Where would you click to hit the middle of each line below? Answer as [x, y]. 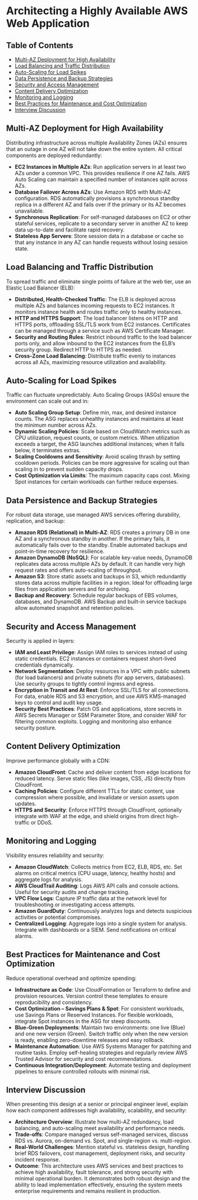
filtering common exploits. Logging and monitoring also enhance [93, 722]
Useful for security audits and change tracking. [72, 892]
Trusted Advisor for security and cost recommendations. [84, 1059]
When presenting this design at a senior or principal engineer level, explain [97, 1104]
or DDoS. [42, 822]
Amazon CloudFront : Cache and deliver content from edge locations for [103, 772]
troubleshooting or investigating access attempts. [75, 905]
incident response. [37, 1160]
